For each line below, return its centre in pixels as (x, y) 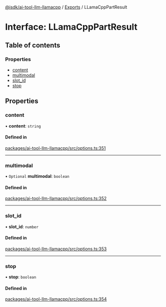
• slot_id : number (22, 227)
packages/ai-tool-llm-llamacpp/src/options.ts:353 (56, 249)
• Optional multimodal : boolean (37, 176)
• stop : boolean (21, 277)
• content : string (23, 126)
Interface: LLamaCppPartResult (71, 27)
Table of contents (33, 45)
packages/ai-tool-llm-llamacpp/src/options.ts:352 (56, 199)
